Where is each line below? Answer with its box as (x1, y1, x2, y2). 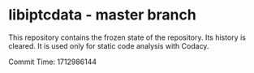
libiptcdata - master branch (8, 6, 196, 24)
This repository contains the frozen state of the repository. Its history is (8, 32, 246, 42)
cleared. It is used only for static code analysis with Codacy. (8, 41, 209, 50)
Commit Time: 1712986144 (8, 57, 97, 67)
